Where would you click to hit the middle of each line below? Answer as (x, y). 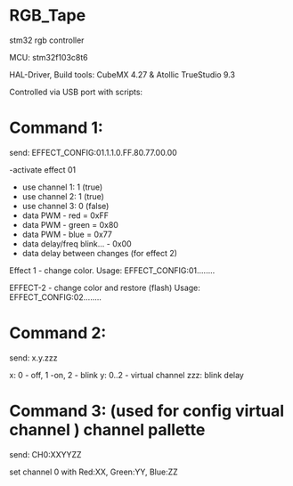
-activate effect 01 (43, 169)
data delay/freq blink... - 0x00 (77, 243)
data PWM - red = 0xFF (65, 215)
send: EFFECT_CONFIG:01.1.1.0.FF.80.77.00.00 (94, 152)
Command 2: (58, 333)
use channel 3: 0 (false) (65, 206)
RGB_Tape (48, 16)
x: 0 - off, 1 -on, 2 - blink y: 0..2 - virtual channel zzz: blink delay (127, 375)
